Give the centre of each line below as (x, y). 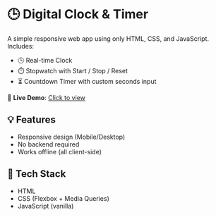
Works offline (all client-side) (60, 151)
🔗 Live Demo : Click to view (47, 97)
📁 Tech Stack (37, 174)
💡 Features (32, 120)
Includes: (20, 46)
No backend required (48, 144)
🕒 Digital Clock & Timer (78, 14)
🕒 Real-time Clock (45, 60)
